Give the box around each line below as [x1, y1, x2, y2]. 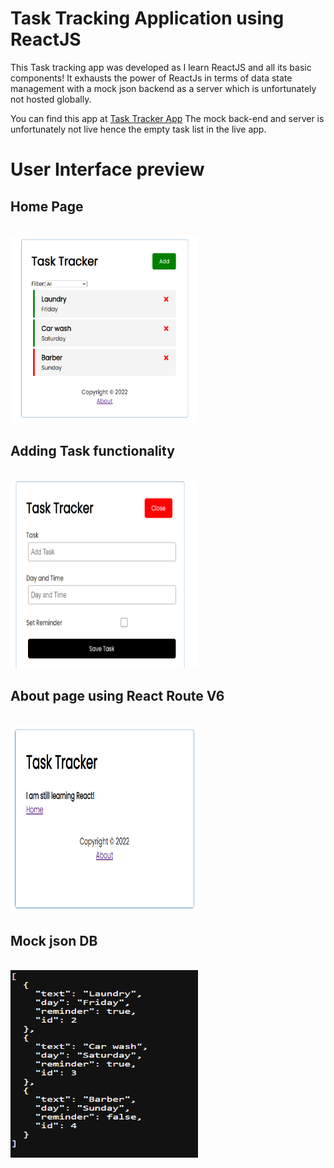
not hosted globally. [10, 93, 92, 105]
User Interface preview [10, 158, 205, 181]
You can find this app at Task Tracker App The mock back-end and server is [10, 112, 325, 124]
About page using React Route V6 [10, 688, 225, 705]
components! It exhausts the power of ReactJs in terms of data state [10, 72, 293, 84]
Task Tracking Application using [10, 7, 285, 30]
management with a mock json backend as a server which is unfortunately [10, 82, 317, 94]
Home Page [10, 198, 84, 215]
